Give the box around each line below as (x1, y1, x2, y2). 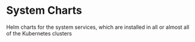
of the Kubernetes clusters (6, 29, 72, 37)
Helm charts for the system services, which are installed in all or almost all (6, 23, 190, 31)
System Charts (6, 4, 82, 17)
